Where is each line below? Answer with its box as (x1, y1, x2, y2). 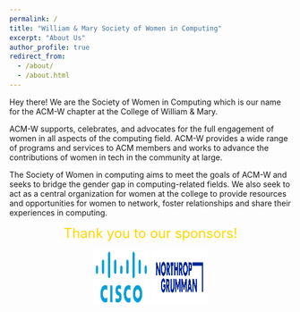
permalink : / (9, 14, 58, 23)
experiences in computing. (9, 207, 107, 218)
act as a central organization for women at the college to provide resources (9, 188, 287, 198)
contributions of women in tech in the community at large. (9, 152, 223, 163)
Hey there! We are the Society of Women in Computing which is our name (9, 97, 282, 107)
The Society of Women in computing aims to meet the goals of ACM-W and (9, 169, 287, 180)
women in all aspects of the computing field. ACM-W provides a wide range (9, 132, 288, 143)
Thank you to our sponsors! (63, 224, 238, 241)
